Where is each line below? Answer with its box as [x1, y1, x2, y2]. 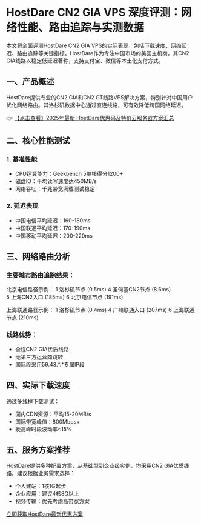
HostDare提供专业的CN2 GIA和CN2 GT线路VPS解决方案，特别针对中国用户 [6, 93, 193, 101]
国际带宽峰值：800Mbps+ [15, 418, 81, 425]
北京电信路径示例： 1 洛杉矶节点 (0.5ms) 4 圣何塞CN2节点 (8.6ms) [6, 286, 171, 293]
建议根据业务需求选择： [16, 470, 76, 477]
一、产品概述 [6, 76, 54, 87]
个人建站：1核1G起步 [15, 482, 67, 490]
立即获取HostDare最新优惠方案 [6, 510, 83, 518]
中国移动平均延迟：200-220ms [15, 232, 93, 239]
